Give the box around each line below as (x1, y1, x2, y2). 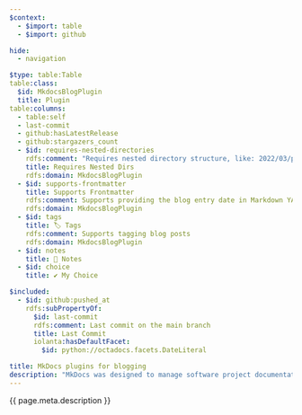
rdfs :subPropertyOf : (25, 304, 102, 313)
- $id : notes (17, 246, 67, 255)
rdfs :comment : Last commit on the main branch (32, 321, 211, 330)
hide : (9, 46, 30, 55)
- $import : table (17, 22, 83, 31)
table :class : (9, 79, 58, 88)
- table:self (17, 112, 67, 121)
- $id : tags (17, 213, 63, 222)
